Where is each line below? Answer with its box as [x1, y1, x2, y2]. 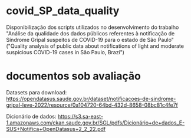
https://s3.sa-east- [57, 113, 104, 120]
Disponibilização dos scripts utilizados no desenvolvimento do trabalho [6, 24, 179, 31]
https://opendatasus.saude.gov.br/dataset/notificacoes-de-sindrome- [6, 95, 176, 102]
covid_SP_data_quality [6, 4, 120, 18]
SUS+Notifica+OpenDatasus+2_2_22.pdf [6, 125, 106, 132]
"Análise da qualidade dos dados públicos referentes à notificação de [6, 29, 175, 37]
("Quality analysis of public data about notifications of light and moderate [6, 42, 185, 50]
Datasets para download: [6, 88, 67, 96]
